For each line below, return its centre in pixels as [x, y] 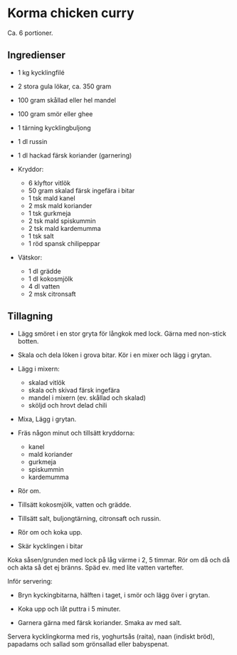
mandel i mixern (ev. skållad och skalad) [87, 398]
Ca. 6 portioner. [30, 33]
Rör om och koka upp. [50, 532]
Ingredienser [37, 55]
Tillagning [30, 316]
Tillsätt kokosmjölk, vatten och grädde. [74, 505]
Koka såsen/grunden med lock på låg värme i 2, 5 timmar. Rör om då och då [118, 559]
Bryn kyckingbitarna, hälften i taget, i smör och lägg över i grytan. [114, 595]
